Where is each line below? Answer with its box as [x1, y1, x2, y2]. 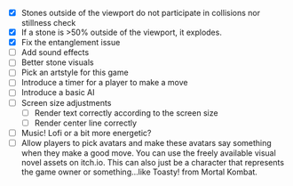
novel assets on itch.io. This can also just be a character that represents [20, 157, 285, 167]
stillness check [20, 18, 76, 28]
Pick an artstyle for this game [20, 67, 130, 78]
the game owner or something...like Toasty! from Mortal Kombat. [20, 166, 258, 177]
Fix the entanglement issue [20, 37, 121, 48]
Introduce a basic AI [20, 87, 95, 98]
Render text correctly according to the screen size [34, 107, 218, 118]
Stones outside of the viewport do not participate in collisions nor [20, 8, 261, 18]
